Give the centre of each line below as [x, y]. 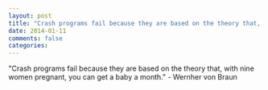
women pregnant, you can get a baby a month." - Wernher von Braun [123, 77]
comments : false [35, 38]
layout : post [30, 16]
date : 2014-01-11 [37, 31]
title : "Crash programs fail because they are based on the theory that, [135, 23]
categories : [28, 46]
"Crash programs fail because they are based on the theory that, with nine [132, 68]
